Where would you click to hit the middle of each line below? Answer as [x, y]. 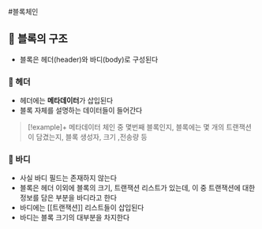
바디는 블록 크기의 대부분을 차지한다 [75, 218]
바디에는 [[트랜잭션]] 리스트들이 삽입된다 [82, 208]
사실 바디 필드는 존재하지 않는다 [68, 178]
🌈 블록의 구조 [38, 39]
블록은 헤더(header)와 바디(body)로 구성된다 [89, 59]
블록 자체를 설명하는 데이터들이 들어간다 [81, 111]
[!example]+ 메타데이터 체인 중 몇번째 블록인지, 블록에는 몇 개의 [126, 127]
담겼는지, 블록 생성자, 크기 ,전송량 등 [92, 137]
